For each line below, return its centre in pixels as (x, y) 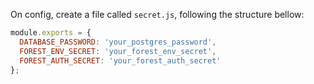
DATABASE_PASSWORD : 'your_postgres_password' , (118, 42)
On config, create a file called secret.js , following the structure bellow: (157, 14)
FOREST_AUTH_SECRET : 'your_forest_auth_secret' (120, 60)
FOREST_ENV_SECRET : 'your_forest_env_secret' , (118, 51)
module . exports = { (51, 33)
